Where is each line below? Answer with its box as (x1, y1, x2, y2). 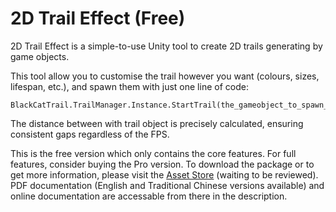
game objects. (10, 50, 70, 62)
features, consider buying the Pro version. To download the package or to (10, 158, 315, 170)
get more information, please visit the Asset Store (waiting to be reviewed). (10, 168, 319, 181)
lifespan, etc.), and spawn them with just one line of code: (10, 80, 249, 92)
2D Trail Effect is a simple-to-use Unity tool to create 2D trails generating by (10, 40, 323, 52)
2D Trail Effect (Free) (10, 7, 186, 30)
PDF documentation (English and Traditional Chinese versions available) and (10, 179, 325, 191)
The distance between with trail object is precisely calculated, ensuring (10, 117, 304, 129)
